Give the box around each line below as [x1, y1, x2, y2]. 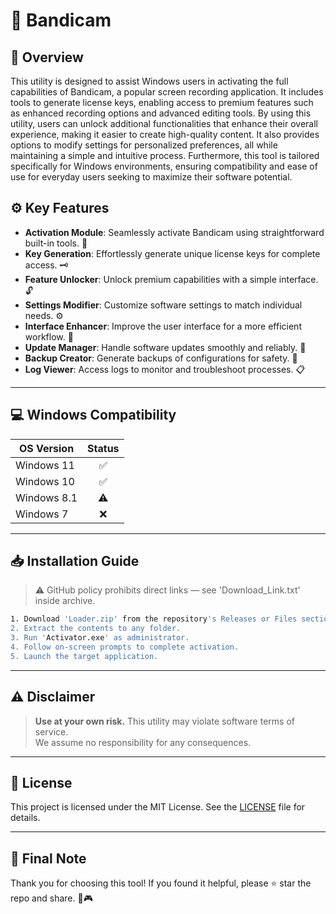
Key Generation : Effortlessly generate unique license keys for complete [24, 247, 321, 259]
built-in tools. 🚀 [24, 237, 88, 249]
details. [10, 812, 41, 824]
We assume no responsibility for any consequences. [34, 736, 252, 748]
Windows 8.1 [15, 490, 78, 504]
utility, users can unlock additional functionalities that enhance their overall [10, 118, 318, 129]
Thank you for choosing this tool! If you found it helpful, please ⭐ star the [10, 877, 312, 889]
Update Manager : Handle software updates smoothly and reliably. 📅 [24, 341, 307, 353]
